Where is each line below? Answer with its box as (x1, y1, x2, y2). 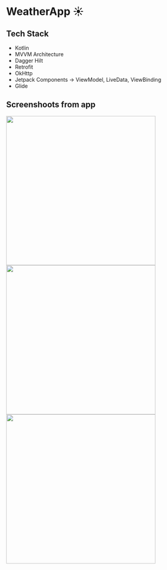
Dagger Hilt (14, 57, 44, 64)
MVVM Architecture (14, 51, 64, 58)
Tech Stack (6, 29, 49, 39)
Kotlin (14, 44, 29, 51)
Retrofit (14, 63, 33, 70)
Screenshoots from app (6, 100, 96, 110)
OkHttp (14, 70, 33, 76)
